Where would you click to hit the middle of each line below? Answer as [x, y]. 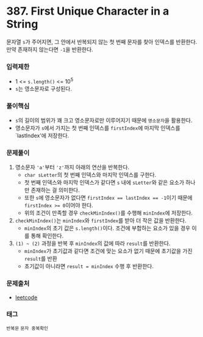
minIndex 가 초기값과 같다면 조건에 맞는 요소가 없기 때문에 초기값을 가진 [109, 251]
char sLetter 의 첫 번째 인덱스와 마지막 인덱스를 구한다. [90, 175]
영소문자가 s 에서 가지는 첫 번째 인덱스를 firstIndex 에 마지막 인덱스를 [98, 128]
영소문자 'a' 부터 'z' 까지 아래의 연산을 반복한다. [72, 167]
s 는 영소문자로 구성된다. [43, 88]
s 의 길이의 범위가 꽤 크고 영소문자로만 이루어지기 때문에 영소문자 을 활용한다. [104, 121]
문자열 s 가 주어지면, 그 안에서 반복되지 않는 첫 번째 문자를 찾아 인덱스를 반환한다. [102, 41]
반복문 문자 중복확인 [27, 328]
